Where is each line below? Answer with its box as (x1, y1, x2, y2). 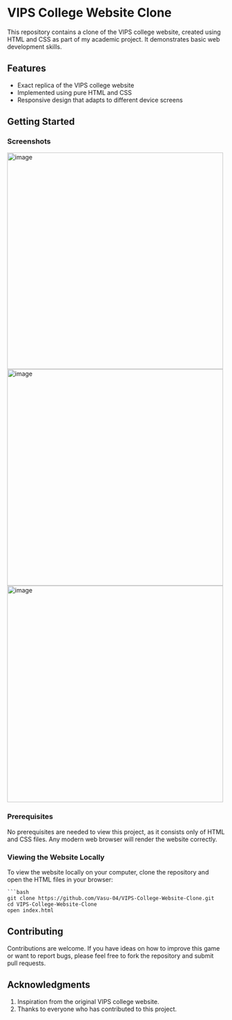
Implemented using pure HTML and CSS (17, 88, 133, 96)
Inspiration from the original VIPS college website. (17, 997, 159, 1005)
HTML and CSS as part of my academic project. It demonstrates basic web (7, 35, 220, 43)
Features (7, 62, 46, 74)
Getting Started (7, 116, 75, 127)
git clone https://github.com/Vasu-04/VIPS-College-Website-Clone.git (7, 895, 215, 902)
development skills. (7, 42, 62, 51)
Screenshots (7, 137, 51, 146)
